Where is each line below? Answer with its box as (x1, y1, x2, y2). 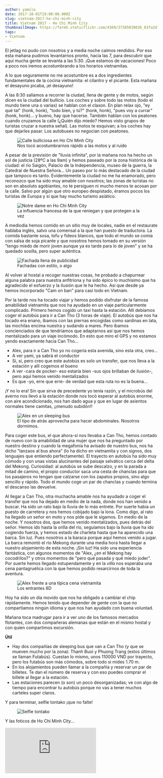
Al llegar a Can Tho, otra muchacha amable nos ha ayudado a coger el (5, 493, 146, 499)
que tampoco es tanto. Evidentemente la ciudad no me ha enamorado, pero (5, 173, 156, 178)
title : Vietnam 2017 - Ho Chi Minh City (5, 20, 88, 26)
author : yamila (5, 7, 36, 12)
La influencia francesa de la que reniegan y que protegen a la (17, 208, 140, 213)
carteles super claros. (12, 690, 56, 696)
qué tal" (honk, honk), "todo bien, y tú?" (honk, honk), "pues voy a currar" (5, 107, 153, 113)
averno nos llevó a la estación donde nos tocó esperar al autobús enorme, (5, 393, 153, 399)
